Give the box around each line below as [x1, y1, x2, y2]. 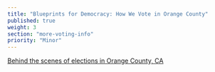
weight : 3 [7, 24, 37, 31]
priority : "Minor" [7, 37, 62, 44]
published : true [7, 17, 56, 24]
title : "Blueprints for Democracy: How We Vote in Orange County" [7, 10, 209, 18]
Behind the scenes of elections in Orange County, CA [7, 56, 164, 65]
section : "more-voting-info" [7, 30, 94, 38]
